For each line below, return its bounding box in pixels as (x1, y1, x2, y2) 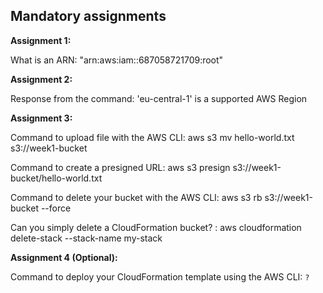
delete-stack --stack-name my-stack (10, 232, 163, 244)
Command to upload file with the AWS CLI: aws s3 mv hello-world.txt (10, 131, 295, 143)
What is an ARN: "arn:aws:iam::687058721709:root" (10, 54, 224, 66)
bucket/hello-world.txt (10, 172, 103, 184)
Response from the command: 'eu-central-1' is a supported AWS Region (10, 92, 308, 104)
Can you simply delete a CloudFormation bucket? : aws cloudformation (10, 221, 302, 233)
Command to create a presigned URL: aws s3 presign (10, 161, 231, 173)
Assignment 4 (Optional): (10, 251, 118, 263)
